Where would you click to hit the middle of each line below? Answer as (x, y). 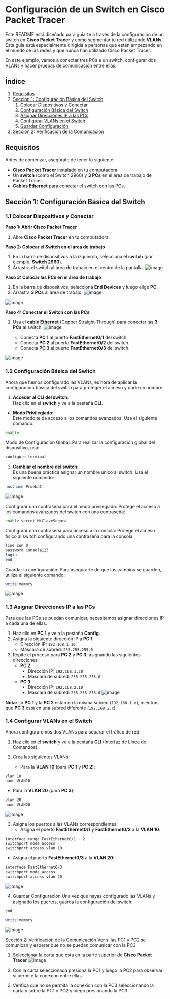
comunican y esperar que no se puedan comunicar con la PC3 (71, 945)
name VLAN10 (18, 781)
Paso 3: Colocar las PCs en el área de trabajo (53, 277)
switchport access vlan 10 (34, 848)
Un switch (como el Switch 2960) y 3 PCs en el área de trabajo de (82, 175)
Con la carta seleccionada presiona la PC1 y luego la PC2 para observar (88, 970)
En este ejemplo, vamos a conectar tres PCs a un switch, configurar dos (81, 60)
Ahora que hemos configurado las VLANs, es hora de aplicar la (71, 382)
